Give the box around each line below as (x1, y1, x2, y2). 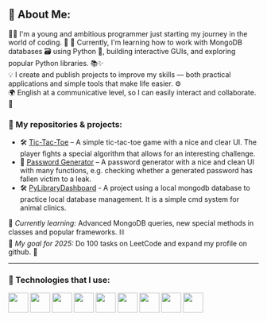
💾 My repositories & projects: (8, 118, 123, 130)
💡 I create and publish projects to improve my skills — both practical (8, 69, 232, 79)
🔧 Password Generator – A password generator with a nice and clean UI (19, 157, 255, 167)
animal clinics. (19, 203, 67, 213)
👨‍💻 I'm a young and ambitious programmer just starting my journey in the (8, 29, 248, 38)
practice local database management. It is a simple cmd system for (19, 195, 240, 204)
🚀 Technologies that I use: (8, 275, 110, 286)
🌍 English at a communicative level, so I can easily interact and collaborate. (8, 87, 257, 97)
